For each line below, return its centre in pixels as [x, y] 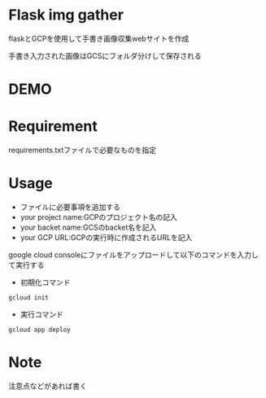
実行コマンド [41, 314]
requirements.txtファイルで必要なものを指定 [83, 150]
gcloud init [28, 298]
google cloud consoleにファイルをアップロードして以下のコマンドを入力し [133, 255]
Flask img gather [66, 15]
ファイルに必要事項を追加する [70, 207]
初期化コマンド [45, 282]
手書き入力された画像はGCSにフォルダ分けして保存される [105, 55]
